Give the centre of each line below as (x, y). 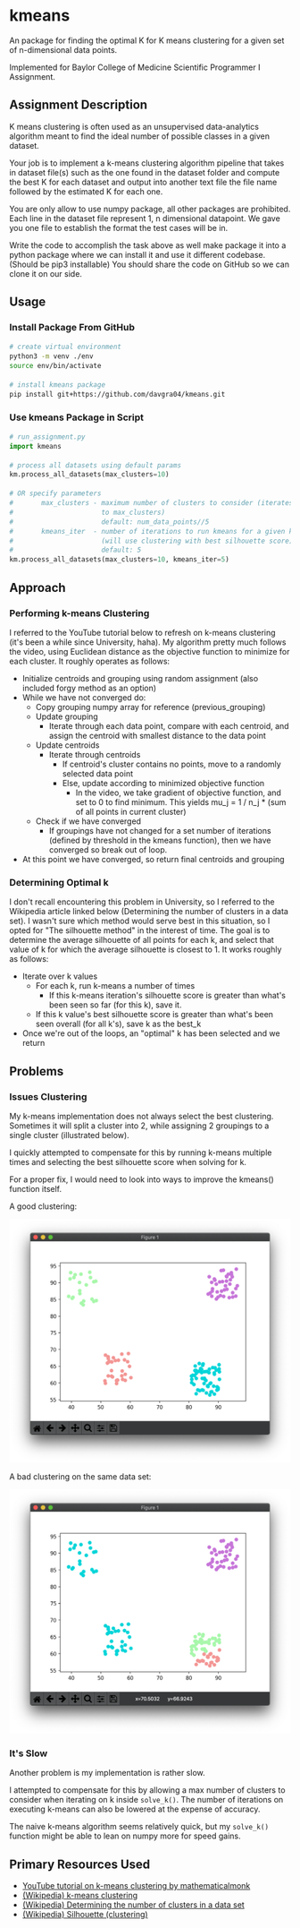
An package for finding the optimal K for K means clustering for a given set (147, 40)
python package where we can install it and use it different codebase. (137, 254)
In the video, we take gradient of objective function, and (178, 793)
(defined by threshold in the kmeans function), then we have (160, 840)
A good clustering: (43, 1206)
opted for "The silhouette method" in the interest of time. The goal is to (140, 930)
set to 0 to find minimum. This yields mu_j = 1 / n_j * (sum (181, 801)
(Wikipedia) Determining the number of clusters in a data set (133, 1905)
